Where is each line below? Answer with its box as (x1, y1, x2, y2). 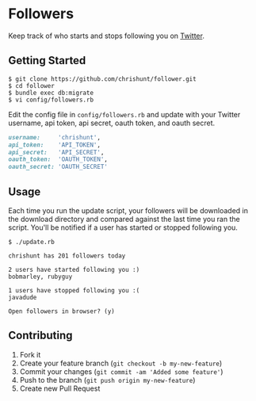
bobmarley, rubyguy (8, 273, 73, 281)
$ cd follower (8, 82, 55, 90)
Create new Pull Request (19, 384, 101, 393)
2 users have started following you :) (8, 265, 140, 273)
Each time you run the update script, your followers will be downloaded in (8, 205, 248, 215)
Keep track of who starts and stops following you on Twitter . (8, 31, 204, 40)
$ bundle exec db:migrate (8, 89, 94, 97)
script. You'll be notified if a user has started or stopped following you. (8, 223, 238, 232)
